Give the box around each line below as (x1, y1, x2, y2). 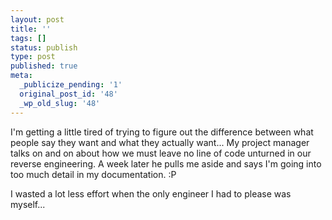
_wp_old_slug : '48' (19, 98, 101, 108)
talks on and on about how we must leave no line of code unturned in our (10, 147, 312, 159)
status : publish (10, 42, 78, 53)
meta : (10, 71, 33, 81)
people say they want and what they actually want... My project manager (10, 136, 310, 148)
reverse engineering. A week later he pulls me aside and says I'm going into (10, 157, 322, 170)
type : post (10, 52, 56, 62)
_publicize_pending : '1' (19, 80, 123, 90)
